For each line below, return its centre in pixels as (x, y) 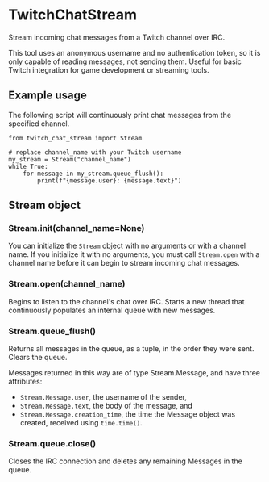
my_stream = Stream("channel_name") (70, 159)
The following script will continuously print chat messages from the (120, 115)
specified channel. (39, 124)
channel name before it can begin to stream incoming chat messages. (124, 263)
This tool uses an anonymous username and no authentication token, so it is (134, 52)
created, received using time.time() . (81, 423)
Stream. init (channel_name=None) (77, 228)
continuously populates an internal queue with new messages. (112, 310)
